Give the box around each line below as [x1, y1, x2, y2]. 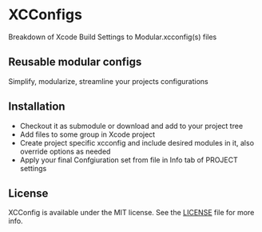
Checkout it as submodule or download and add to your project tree [19, 121, 244, 130]
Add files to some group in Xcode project [19, 130, 156, 139]
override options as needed [19, 146, 111, 156]
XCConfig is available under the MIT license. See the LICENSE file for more [8, 208, 255, 218]
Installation [8, 100, 65, 114]
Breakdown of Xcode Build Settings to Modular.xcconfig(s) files [8, 32, 217, 42]
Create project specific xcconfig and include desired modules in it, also [19, 138, 254, 147]
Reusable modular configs [8, 55, 142, 69]
